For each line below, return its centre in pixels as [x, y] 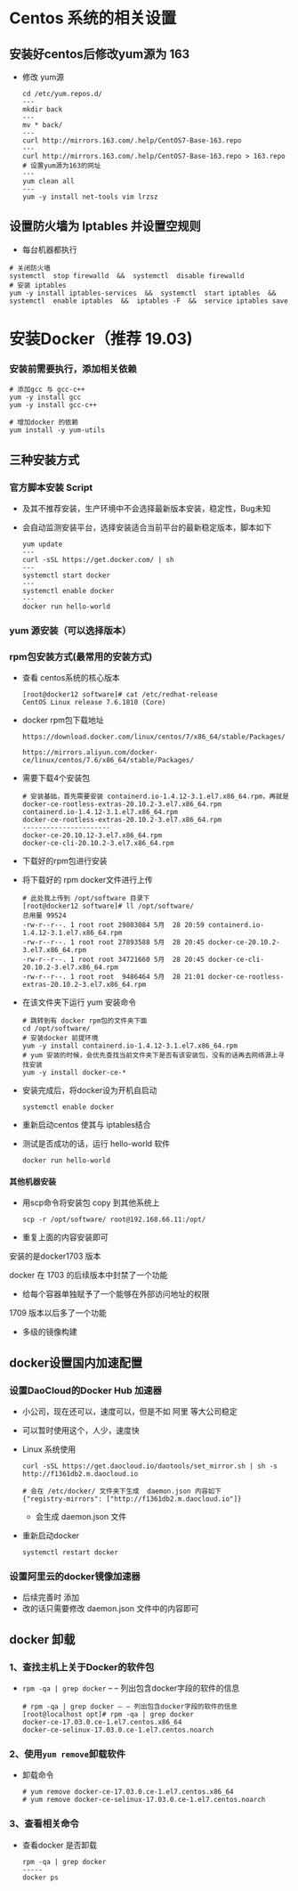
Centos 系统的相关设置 [93, 18]
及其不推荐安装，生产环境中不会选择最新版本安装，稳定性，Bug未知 [146, 508]
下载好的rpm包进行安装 [65, 861]
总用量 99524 [44, 916]
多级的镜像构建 [49, 1332]
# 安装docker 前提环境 [60, 1039]
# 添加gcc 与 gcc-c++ [47, 390]
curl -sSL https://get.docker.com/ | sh [98, 559]
